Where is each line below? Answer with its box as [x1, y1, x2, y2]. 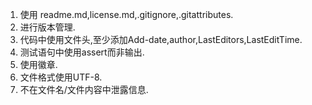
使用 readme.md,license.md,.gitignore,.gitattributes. [19, 9, 234, 20]
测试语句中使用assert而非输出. [19, 46, 145, 58]
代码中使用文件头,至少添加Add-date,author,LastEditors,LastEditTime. [19, 34, 303, 45]
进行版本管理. [19, 21, 76, 33]
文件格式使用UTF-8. [19, 71, 103, 83]
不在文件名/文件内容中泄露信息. [19, 84, 149, 95]
